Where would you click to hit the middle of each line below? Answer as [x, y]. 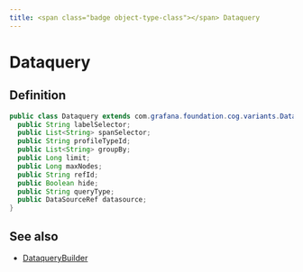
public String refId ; [58, 175]
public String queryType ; [66, 191]
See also [34, 236]
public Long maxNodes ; [60, 166]
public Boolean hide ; [58, 183]
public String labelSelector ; [74, 124]
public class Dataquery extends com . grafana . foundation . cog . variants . [145, 116]
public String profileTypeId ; [74, 141]
